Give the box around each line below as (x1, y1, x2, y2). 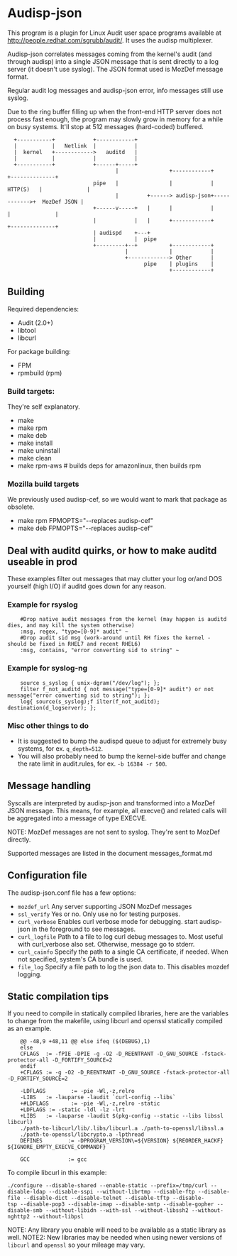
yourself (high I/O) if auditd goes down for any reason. (7, 582, 167, 590)
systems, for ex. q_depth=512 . (17, 744, 104, 753)
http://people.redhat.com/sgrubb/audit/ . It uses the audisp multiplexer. (7, 35, 213, 44)
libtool (17, 326, 36, 334)
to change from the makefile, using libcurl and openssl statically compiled (7, 1017, 224, 1025)
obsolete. (7, 502, 35, 512)
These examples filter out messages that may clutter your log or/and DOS (7, 575, 222, 583)
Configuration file (7, 869, 87, 881)
